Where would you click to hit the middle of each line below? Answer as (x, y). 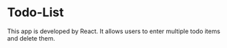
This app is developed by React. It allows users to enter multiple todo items (114, 31)
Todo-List (36, 13)
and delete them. (31, 38)
